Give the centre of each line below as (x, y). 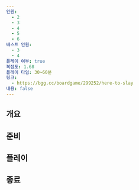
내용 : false (20, 89)
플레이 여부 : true (26, 61)
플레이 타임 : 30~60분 (29, 72)
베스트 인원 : (19, 45)
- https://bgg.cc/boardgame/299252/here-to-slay (72, 83)
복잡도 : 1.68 (20, 67)
